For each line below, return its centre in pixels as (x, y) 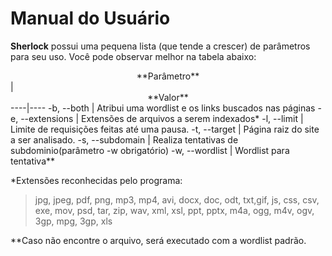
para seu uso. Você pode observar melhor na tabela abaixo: (133, 56)
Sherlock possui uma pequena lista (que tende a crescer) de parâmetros (160, 46)
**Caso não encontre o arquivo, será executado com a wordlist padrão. (158, 240)
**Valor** (168, 97)
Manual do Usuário (90, 18)
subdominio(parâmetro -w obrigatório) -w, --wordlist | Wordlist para (150, 150)
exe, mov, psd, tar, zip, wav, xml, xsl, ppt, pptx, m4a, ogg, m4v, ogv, (174, 210)
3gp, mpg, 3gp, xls (73, 221)
